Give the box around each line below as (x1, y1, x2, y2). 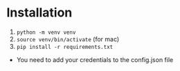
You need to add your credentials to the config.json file (16, 55, 174, 63)
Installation (6, 5, 73, 21)
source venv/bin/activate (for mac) (16, 34, 120, 43)
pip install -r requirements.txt (16, 43, 114, 50)
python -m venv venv (16, 29, 76, 36)
